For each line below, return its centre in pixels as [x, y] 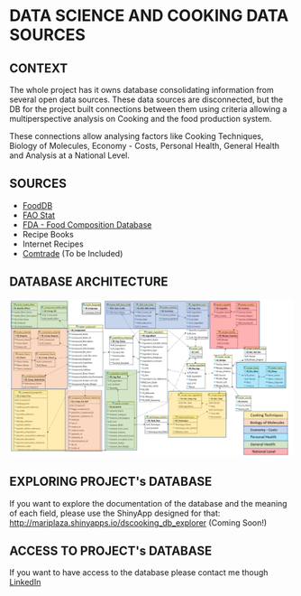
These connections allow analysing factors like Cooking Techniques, [137, 136]
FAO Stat [39, 215]
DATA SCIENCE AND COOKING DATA [149, 16]
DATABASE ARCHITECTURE [89, 282]
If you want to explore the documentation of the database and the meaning [148, 503]
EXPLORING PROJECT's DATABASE [111, 482]
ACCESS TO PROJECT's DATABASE [111, 550]
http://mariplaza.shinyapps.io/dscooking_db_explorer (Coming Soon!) [138, 522]
